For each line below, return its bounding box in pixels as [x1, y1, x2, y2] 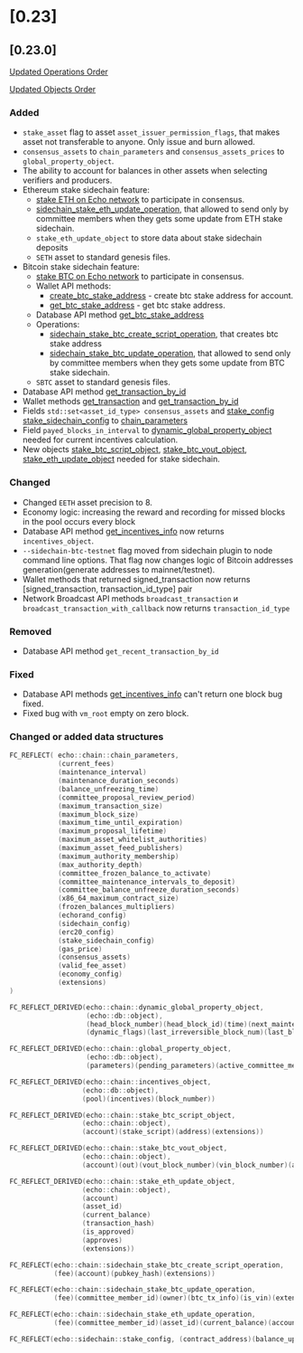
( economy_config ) [57, 970, 124, 979]
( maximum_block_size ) [57, 809, 140, 819]
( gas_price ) [57, 944, 103, 953]
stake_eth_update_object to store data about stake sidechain [35, 232, 262, 243]
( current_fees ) [57, 760, 115, 769]
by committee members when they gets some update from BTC [49, 357, 286, 368]
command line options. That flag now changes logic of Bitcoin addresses [22, 554, 294, 565]
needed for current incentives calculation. [22, 434, 179, 445]
